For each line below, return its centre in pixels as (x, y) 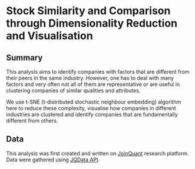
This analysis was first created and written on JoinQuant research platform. (97, 153)
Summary (24, 57)
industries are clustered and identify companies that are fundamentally (92, 114)
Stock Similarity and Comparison (88, 11)
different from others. (32, 121)
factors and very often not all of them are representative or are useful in (93, 84)
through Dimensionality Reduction (92, 23)
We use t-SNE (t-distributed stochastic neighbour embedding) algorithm (94, 102)
